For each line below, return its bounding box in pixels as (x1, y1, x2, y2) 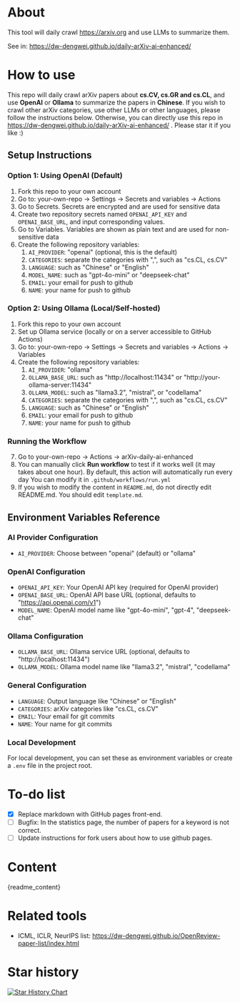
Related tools (7, 908, 87, 924)
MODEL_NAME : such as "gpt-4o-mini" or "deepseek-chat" (28, 270, 190, 279)
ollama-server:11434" (28, 380, 91, 389)
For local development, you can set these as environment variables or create (7, 754, 234, 762)
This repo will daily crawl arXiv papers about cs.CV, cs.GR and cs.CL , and (7, 90, 225, 99)
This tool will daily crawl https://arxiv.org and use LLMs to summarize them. (7, 28, 230, 36)
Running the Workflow (7, 436, 87, 446)
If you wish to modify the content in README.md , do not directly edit (17, 483, 212, 492)
